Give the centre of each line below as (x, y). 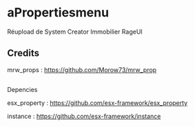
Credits (23, 53)
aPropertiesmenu (58, 13)
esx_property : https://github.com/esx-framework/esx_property (97, 103)
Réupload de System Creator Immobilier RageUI (75, 32)
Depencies (22, 90)
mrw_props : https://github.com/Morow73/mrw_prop (82, 69)
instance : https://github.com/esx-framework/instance (84, 116)
